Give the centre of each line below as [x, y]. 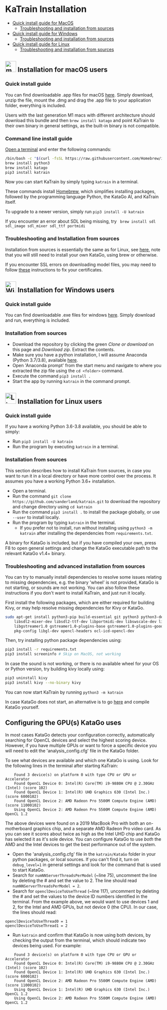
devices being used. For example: [47, 945]
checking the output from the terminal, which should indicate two [79, 940]
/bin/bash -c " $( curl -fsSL [34, 158]
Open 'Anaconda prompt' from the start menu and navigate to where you [87, 365]
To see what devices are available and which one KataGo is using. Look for [82, 760]
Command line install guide [39, 138]
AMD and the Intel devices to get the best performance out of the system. [81, 844]
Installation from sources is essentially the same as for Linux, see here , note [83, 250]
